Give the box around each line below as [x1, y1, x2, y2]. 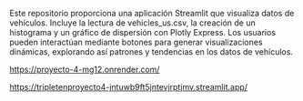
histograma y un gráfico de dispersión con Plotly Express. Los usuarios [9, 27, 276, 37]
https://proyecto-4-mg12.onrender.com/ [9, 64, 160, 75]
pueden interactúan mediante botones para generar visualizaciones [9, 36, 263, 47]
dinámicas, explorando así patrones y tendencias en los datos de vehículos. [9, 46, 294, 57]
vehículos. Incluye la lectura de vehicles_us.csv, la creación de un [9, 17, 257, 28]
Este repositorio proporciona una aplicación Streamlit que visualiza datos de [9, 8, 295, 18]
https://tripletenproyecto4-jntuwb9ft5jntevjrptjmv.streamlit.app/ [9, 82, 248, 92]
